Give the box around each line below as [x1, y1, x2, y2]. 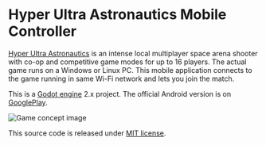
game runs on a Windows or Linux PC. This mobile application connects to [8, 65, 252, 74]
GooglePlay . [8, 97, 48, 107]
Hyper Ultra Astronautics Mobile [8, 6, 227, 24]
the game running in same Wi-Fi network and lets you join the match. [8, 74, 235, 83]
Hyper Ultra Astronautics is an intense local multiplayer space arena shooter [8, 48, 258, 58]
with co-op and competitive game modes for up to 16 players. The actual [8, 57, 247, 67]
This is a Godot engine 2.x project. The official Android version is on [8, 89, 232, 98]
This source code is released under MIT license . [8, 128, 166, 138]
